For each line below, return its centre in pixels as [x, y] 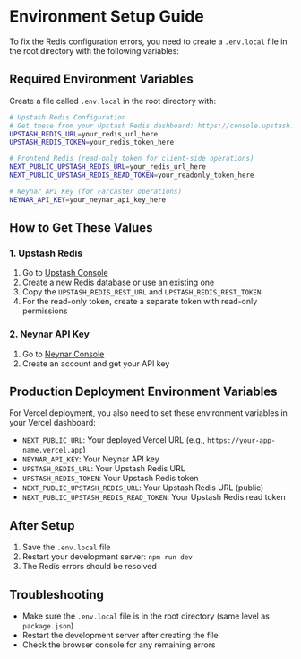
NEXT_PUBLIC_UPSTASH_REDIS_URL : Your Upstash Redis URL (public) [143, 488]
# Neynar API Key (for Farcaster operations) [95, 191]
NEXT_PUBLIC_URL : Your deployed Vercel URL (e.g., [114, 440]
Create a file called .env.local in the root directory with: [113, 101]
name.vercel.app [52, 451]
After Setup [42, 526]
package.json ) [48, 626]
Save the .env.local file [66, 547]
